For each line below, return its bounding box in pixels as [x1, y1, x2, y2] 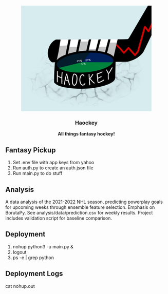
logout [12, 249, 27, 255]
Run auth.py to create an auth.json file [12, 165, 94, 171]
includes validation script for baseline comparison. [5, 215, 112, 221]
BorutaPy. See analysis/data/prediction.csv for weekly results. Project [5, 209, 153, 215]
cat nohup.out [5, 283, 35, 289]
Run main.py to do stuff [12, 170, 63, 177]
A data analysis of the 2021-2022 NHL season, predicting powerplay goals [5, 199, 163, 205]
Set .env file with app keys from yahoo [12, 160, 95, 166]
